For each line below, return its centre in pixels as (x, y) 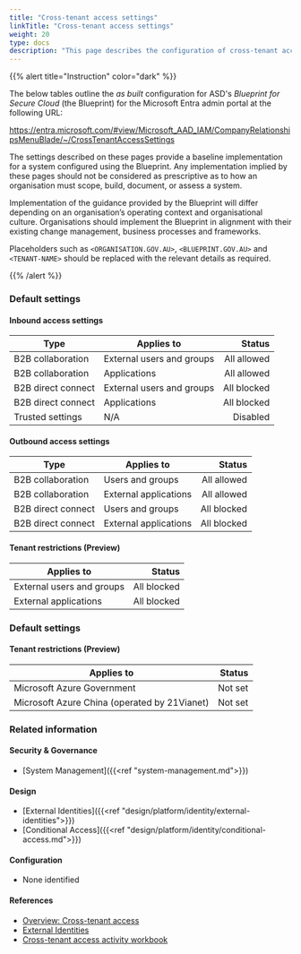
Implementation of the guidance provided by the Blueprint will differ (134, 203)
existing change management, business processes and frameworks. (135, 232)
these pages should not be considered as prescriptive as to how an (133, 176)
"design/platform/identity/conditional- (196, 830)
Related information (53, 729)
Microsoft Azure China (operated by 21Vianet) (112, 702)
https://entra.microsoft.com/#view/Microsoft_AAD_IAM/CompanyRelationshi (150, 130)
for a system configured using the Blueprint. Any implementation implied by (149, 167)
